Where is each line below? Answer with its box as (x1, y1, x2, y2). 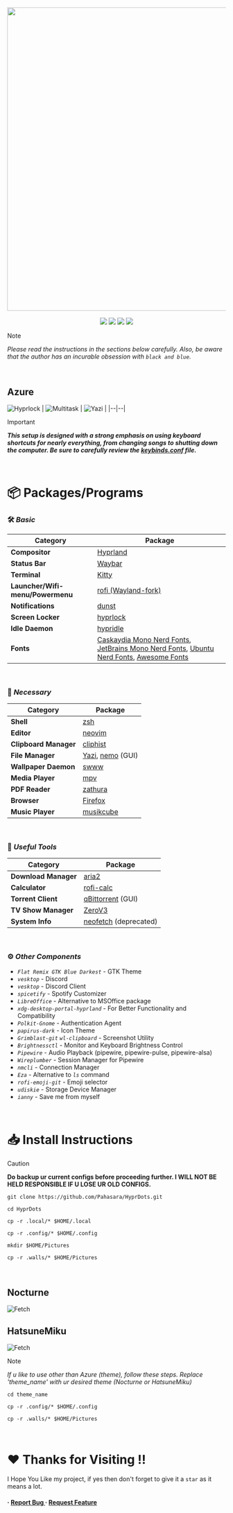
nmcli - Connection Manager (17, 1063, 100, 1071)
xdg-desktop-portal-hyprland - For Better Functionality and (17, 1004, 187, 1012)
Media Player (10, 773, 55, 783)
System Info (10, 917, 52, 926)
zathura (83, 784, 108, 794)
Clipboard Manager (10, 739, 76, 749)
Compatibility (17, 1012, 55, 1020)
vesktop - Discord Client (17, 982, 87, 991)
